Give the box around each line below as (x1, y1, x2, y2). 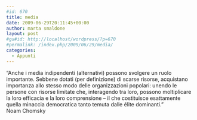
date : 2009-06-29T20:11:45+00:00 (6, 20, 90, 26)
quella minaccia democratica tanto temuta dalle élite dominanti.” (6, 100, 164, 108)
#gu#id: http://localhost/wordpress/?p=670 (6, 36, 116, 42)
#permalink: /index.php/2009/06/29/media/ (6, 42, 113, 48)
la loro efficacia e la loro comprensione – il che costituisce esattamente (6, 94, 181, 102)
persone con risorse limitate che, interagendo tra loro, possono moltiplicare (6, 88, 192, 95)
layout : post (6, 31, 39, 37)
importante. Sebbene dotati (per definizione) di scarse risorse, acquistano (6, 75, 188, 83)
